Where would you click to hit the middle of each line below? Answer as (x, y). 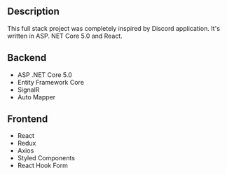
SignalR (28, 90)
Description (33, 12)
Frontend (28, 119)
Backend (27, 58)
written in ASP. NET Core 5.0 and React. (65, 36)
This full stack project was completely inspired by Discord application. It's (114, 28)
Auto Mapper (36, 97)
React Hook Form (42, 166)
